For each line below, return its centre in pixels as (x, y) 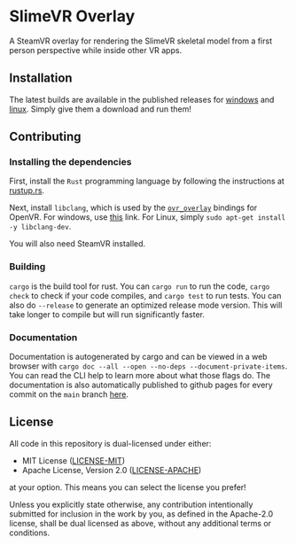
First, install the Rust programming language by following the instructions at (147, 181)
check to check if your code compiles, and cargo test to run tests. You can (145, 295)
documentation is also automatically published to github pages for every (141, 385)
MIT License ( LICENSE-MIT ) (74, 460)
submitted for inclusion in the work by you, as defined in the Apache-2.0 (141, 514)
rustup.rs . (27, 191)
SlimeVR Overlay (72, 16)
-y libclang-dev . (40, 227)
